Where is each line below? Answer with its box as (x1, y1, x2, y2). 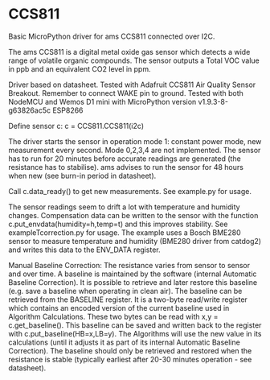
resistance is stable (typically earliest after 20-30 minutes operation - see (8, 354, 252, 364)
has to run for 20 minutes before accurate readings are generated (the (8, 154, 241, 163)
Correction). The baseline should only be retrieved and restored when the (8, 345, 252, 355)
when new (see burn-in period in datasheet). (8, 171, 157, 180)
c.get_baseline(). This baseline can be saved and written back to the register (8, 320, 262, 330)
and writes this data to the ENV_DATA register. (8, 245, 161, 254)
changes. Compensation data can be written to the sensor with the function (8, 210, 259, 220)
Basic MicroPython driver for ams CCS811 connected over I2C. (8, 31, 215, 41)
